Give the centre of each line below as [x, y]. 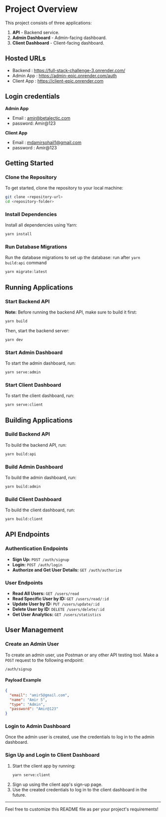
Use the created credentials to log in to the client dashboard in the [80, 789]
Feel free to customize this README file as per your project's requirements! [82, 809]
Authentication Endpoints [37, 548]
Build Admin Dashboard [34, 467]
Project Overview [41, 9]
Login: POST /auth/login [37, 564]
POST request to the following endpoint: [44, 660]
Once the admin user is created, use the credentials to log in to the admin [80, 737]
